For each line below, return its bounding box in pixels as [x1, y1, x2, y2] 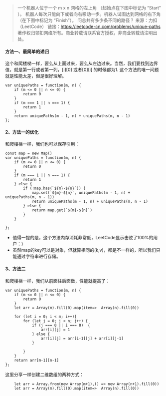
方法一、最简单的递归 [5, 48, 49, 54]
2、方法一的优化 [5, 129, 39, 135]
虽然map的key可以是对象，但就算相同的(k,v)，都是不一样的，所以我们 [12, 247, 156, 253]
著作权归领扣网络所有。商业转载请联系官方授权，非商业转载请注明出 [17, 30, 158, 35]
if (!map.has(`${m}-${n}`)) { [23, 186, 86, 191]
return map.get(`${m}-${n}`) [31, 208, 93, 213]
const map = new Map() [5, 151, 52, 156]
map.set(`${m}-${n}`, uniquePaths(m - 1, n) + [31, 190, 131, 195]
